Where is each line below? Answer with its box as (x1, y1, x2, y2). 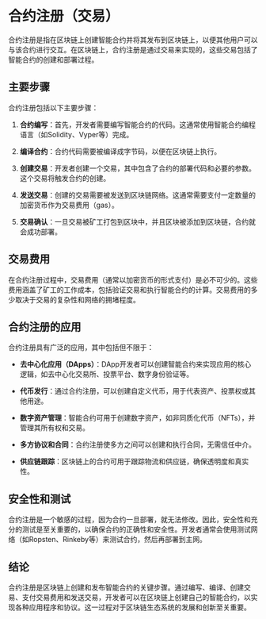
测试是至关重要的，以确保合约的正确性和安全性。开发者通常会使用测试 (21, 525, 251, 534)
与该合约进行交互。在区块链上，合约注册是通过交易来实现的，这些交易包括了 (8, 44, 258, 54)
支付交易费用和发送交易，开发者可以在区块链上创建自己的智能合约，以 (21, 593, 251, 602)
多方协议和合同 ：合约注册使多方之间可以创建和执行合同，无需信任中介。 (19, 440, 256, 449)
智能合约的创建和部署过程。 (8, 55, 99, 64)
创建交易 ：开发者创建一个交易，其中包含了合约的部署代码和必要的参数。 (19, 163, 256, 173)
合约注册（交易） (8, 7, 120, 25)
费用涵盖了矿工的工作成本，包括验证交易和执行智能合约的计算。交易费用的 (8, 285, 251, 294)
